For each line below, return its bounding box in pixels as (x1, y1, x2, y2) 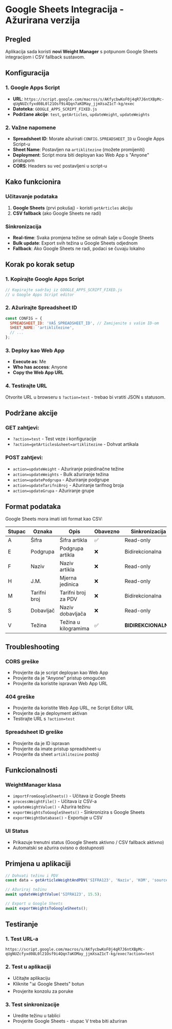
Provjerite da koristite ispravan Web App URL (12, 681, 108, 687)
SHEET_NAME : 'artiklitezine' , (10, 325, 74, 331)
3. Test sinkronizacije (5, 1001, 60, 1008)
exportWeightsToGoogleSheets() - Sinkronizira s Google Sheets (12, 809, 145, 815)
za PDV (59, 595, 78, 603)
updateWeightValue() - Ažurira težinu (12, 804, 91, 810)
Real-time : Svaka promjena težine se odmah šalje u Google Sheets (12, 234, 154, 240)
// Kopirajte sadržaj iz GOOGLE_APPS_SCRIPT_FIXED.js (5, 287, 123, 293)
